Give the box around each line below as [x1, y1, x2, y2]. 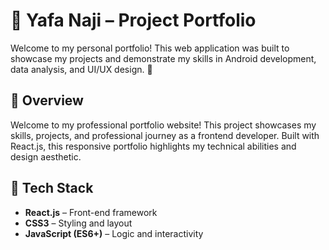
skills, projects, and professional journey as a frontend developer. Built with [10, 129, 320, 141]
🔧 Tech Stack [10, 180, 94, 197]
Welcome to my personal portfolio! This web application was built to [10, 42, 290, 54]
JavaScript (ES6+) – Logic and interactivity [24, 227, 204, 239]
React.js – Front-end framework [24, 206, 158, 218]
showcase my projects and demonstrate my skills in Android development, [10, 52, 317, 64]
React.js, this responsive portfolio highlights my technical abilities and [10, 140, 297, 152]
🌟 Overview [10, 92, 84, 109]
